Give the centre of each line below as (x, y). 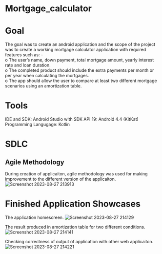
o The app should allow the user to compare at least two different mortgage (81, 81)
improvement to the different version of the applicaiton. (61, 179)
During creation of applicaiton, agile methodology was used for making (76, 174)
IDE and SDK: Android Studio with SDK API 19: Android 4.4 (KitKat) (72, 119)
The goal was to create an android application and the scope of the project (80, 44)
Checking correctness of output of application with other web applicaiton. (79, 242)
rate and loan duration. (28, 65)
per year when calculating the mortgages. (47, 76)
